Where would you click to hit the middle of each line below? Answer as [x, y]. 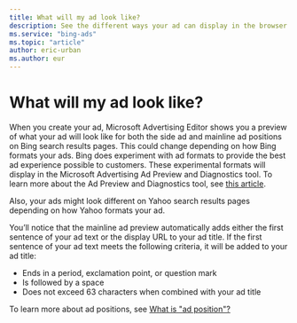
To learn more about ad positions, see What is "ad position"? [120, 309]
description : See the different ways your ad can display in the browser [148, 26]
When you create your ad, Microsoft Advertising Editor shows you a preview [148, 127]
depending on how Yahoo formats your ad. [87, 210]
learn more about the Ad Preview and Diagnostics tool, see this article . [137, 184]
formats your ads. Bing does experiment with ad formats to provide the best [148, 155]
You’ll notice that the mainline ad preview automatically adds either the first [146, 227]
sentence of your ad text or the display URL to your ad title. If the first [136, 237]
